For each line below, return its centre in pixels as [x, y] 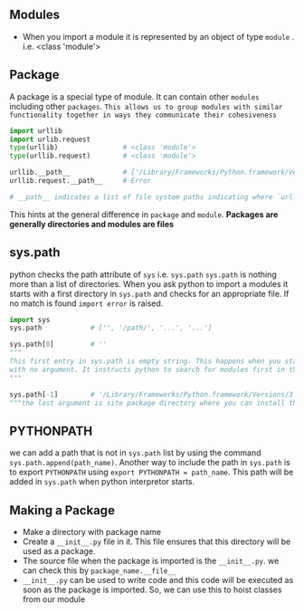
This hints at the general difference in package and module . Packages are [144, 214]
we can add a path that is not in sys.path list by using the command [135, 453]
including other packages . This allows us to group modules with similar [146, 106]
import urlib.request [50, 139]
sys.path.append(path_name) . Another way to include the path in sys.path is [150, 463]
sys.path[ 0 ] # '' [58, 344]
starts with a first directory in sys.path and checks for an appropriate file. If [149, 293]
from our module [54, 599]
